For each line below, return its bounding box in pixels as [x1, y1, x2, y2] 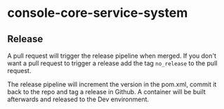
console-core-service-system [7, 5, 188, 21]
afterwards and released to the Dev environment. [7, 95, 150, 103]
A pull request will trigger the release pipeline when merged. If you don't [7, 51, 216, 60]
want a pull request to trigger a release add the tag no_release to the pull [7, 59, 218, 68]
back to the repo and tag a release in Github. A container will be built [7, 88, 206, 96]
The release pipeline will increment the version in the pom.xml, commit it [7, 80, 217, 89]
